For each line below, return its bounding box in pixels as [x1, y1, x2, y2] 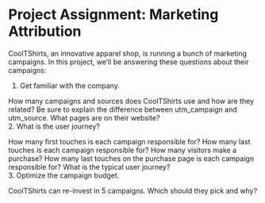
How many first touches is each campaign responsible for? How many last [8, 136, 252, 146]
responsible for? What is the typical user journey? [8, 162, 171, 171]
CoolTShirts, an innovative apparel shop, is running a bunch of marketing [8, 48, 248, 58]
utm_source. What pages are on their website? [8, 113, 160, 122]
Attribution [8, 22, 82, 40]
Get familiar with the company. [19, 81, 121, 90]
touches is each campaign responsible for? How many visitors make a [8, 145, 237, 155]
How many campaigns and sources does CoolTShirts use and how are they [8, 96, 255, 105]
